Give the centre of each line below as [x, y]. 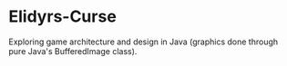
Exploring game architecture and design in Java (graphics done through [143, 42]
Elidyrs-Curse [63, 17]
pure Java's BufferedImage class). [73, 51]
